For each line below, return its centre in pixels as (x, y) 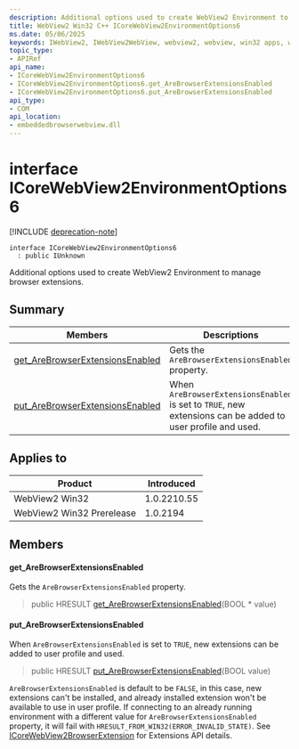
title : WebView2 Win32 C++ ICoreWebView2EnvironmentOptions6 (125, 26)
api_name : (28, 68)
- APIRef (25, 59)
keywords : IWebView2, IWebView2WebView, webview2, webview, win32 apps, (147, 42)
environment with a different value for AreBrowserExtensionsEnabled (133, 717)
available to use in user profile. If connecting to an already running (131, 707)
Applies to (38, 458)
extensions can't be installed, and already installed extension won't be (138, 698)
